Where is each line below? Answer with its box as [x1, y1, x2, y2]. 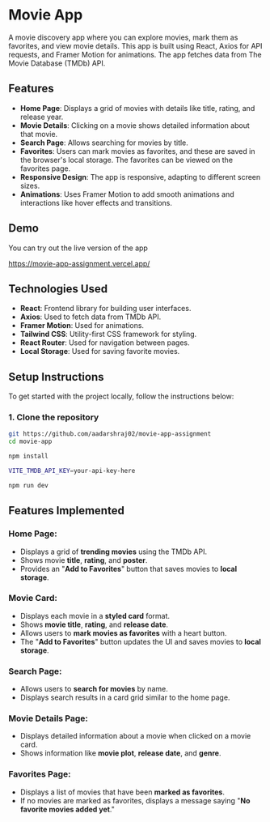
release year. [19, 112, 64, 121]
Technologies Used [8, 282, 108, 296]
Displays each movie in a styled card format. [19, 611, 171, 620]
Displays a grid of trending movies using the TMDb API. [19, 547, 208, 556]
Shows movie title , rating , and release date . [19, 620, 168, 629]
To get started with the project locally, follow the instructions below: [8, 391, 234, 402]
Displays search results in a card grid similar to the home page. [19, 692, 230, 702]
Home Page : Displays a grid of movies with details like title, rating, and [19, 103, 255, 113]
